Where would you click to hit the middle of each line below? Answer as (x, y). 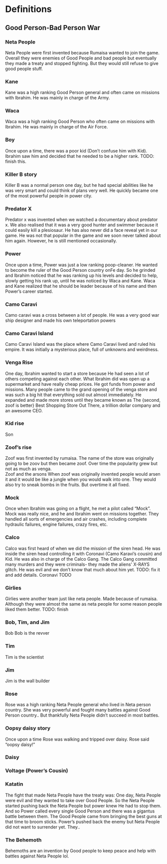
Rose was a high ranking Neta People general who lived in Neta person (78, 705)
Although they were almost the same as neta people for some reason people (84, 604)
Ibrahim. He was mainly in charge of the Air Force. (57, 127)
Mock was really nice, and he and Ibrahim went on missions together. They (82, 514)
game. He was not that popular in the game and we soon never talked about (83, 235)
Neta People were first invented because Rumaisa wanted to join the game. (82, 52)
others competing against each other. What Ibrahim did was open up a (78, 379)
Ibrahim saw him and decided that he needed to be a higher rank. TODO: (80, 156)
